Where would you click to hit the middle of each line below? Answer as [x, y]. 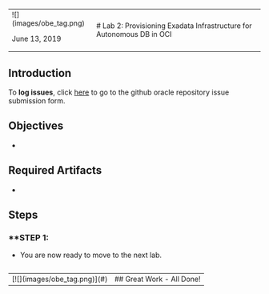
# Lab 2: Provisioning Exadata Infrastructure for [174, 26]
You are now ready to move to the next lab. [91, 255]
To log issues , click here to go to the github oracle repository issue [119, 92]
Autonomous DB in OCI [134, 34]
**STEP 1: [29, 238]
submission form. [37, 101]
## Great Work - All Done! [158, 279]
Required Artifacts [55, 170]
